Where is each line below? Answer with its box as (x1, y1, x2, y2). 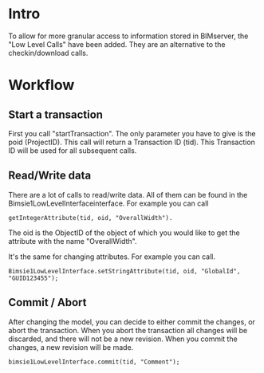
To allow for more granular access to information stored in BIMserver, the (8, 31, 249, 41)
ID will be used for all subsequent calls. (8, 145, 137, 155)
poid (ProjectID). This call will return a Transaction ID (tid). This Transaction (8, 137, 255, 147)
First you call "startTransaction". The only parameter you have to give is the (8, 128, 256, 138)
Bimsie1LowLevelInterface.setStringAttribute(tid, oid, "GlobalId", (8, 267, 241, 275)
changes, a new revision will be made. (8, 342, 134, 351)
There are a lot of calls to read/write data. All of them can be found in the (8, 190, 248, 199)
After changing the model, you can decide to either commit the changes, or (8, 316, 255, 327)
